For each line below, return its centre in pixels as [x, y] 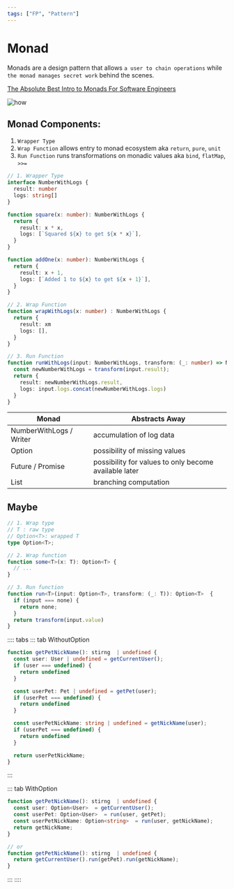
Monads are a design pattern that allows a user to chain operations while [115, 68]
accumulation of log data [134, 435]
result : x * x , [42, 228]
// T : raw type [31, 530]
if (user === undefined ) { [53, 666]
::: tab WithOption [32, 789]
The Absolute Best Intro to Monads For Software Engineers [92, 89]
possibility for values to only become [153, 462]
